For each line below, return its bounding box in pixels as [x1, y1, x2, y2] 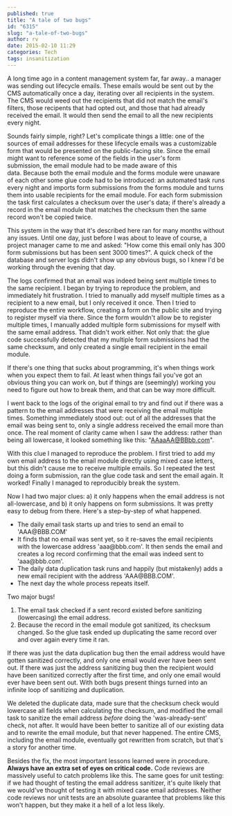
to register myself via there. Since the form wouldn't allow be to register [7, 313, 212, 321]
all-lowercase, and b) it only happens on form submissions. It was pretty [7, 499, 213, 508]
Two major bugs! [7, 592, 55, 601]
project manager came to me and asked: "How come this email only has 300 [7, 240, 226, 249]
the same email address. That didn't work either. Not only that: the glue [7, 328, 210, 336]
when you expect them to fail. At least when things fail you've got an [7, 371, 202, 379]
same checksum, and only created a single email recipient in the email [7, 342, 208, 351]
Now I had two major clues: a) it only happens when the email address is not [7, 492, 225, 500]
